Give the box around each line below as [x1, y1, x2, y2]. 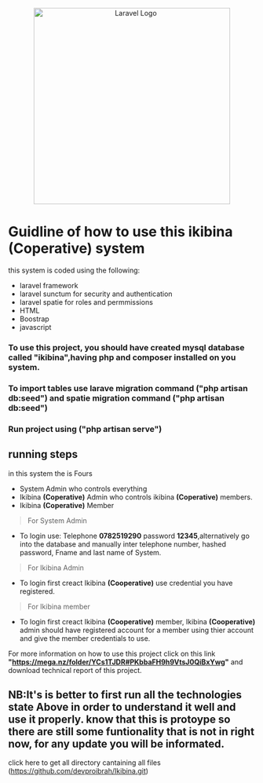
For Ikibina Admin [27, 562, 85, 573]
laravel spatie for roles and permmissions [19, 297, 153, 306]
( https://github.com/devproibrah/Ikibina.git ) [8, 767, 149, 776]
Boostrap [19, 314, 49, 324]
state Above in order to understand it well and [8, 700, 236, 714]
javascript [19, 322, 52, 331]
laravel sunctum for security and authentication [19, 289, 173, 298]
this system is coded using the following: [8, 265, 141, 275]
